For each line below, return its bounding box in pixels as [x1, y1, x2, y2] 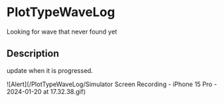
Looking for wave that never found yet [6, 27, 118, 36]
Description [6, 48, 59, 60]
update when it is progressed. [6, 66, 93, 74]
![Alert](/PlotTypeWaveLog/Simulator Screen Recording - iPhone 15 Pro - [6, 80, 218, 88]
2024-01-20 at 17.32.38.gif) [6, 87, 86, 95]
